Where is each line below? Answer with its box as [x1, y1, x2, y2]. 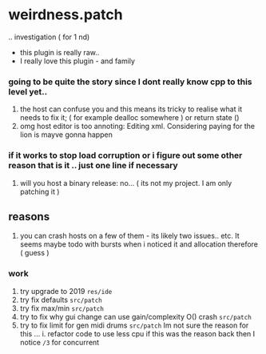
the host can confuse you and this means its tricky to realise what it [19, 104, 242, 114]
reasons [8, 210, 50, 223]
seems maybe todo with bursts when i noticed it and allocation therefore [19, 239, 258, 249]
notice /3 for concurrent [19, 337, 100, 347]
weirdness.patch [8, 6, 123, 24]
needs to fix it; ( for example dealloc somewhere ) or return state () [19, 113, 240, 123]
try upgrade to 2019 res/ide [19, 286, 113, 296]
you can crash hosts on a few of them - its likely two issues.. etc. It [19, 231, 240, 241]
